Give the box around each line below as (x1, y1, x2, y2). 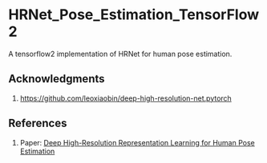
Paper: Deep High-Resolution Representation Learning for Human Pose (19, 137, 255, 147)
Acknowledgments (8, 72, 106, 85)
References (8, 117, 67, 130)
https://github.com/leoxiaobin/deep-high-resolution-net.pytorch (19, 93, 233, 103)
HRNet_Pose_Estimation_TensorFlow (8, 6, 260, 24)
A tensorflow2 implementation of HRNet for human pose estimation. (8, 49, 233, 58)
